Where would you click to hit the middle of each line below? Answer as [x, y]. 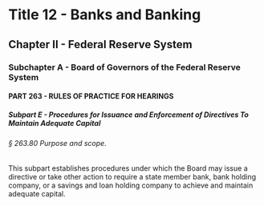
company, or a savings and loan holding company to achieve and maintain [131, 185]
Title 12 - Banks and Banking [105, 15]
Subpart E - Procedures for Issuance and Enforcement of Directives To [128, 115]
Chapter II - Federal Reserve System [100, 44]
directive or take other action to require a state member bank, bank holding [132, 176]
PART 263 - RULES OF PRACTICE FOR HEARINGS [91, 96]
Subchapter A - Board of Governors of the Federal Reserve [124, 67]
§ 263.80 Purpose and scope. [57, 143]
